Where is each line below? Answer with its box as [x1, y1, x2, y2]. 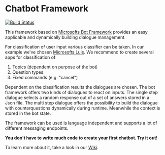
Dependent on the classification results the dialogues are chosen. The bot [5, 84, 155, 90]
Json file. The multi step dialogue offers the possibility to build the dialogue [5, 100, 158, 105]
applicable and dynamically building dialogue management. [5, 34, 126, 40]
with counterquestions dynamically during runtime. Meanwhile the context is [5, 105, 160, 111]
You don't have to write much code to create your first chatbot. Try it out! [5, 135, 158, 141]
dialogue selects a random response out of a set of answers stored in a [5, 95, 150, 101]
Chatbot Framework [5, 3, 89, 14]
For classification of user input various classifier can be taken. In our [5, 44, 144, 50]
